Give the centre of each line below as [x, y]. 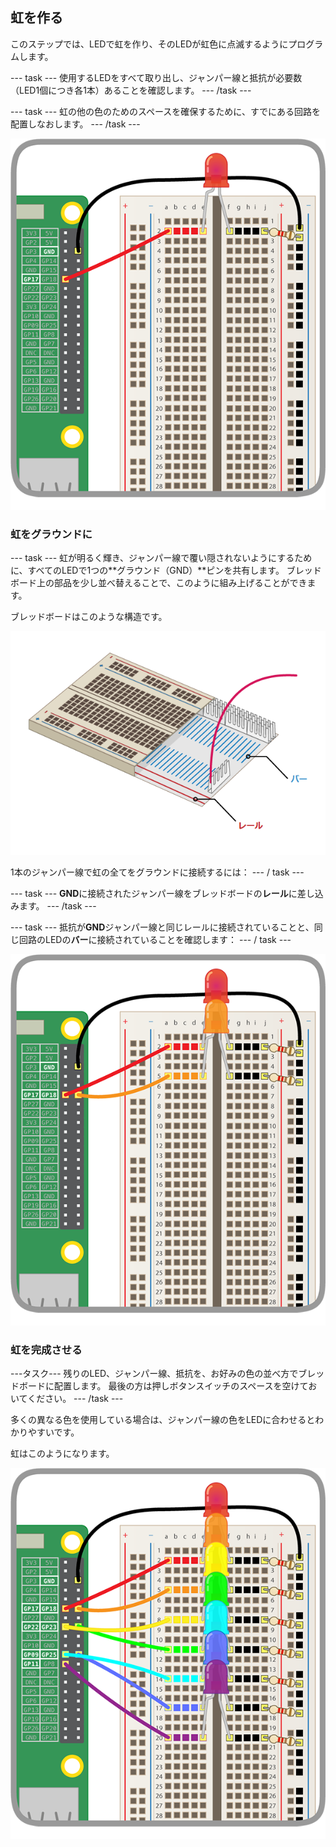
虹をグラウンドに [51, 534]
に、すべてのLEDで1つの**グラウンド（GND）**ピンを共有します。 [147, 570]
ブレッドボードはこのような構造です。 [89, 616]
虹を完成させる [46, 1350]
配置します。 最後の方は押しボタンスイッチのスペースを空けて [181, 1386]
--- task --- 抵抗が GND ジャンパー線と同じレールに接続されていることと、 [162, 927]
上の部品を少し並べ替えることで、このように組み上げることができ [172, 582]
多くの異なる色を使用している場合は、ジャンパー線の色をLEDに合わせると [163, 1420]
